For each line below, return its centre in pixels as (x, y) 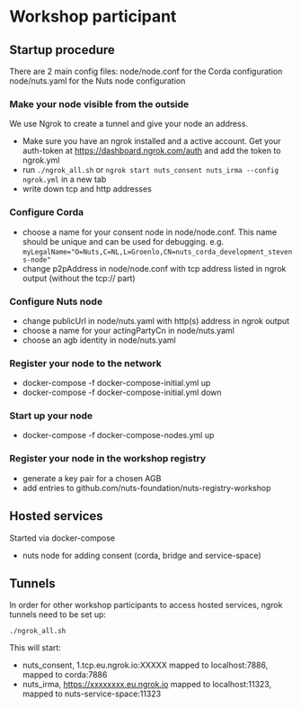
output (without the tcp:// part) (79, 278)
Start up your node (51, 416)
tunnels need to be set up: (58, 614)
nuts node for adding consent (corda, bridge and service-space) (142, 555)
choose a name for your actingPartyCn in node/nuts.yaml (128, 330)
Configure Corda (47, 212)
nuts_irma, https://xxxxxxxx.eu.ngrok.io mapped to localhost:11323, (147, 685)
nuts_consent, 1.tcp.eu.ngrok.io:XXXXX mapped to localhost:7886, (145, 665)
